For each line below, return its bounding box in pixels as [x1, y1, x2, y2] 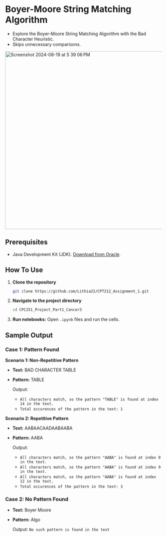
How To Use [5, 266, 43, 274]
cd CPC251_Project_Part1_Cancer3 [12, 307, 82, 312]
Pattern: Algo [12, 516, 41, 523]
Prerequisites [5, 238, 48, 246]
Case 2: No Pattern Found [5, 495, 69, 502]
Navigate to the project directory [12, 297, 82, 303]
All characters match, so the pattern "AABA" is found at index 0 [19, 455, 161, 460]
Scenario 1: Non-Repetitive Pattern [5, 357, 79, 363]
